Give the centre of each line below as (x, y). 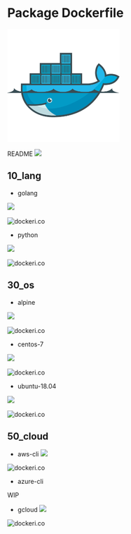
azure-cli (30, 482)
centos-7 (30, 344)
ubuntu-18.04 (37, 386)
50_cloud (28, 436)
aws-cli (28, 454)
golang (27, 193)
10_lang (25, 176)
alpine (26, 302)
